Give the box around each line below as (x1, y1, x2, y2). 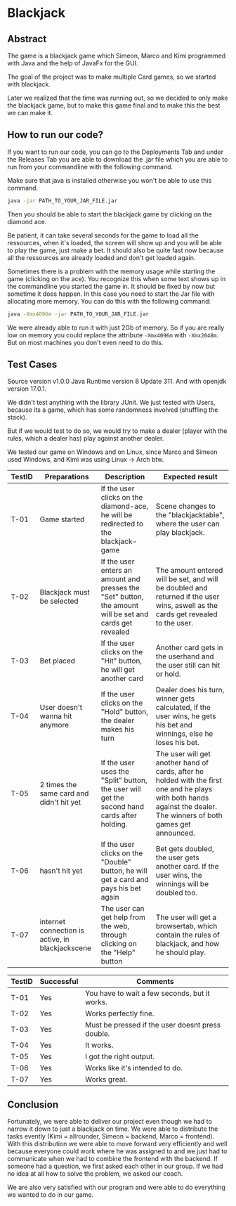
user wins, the (155, 870, 202, 880)
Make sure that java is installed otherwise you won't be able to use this (7, 176, 212, 184)
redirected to (100, 519, 144, 529)
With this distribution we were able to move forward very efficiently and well (7, 1140, 228, 1148)
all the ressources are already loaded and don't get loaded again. (7, 253, 196, 261)
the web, (100, 921, 130, 931)
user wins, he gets (155, 711, 216, 721)
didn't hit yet (39, 798, 81, 808)
